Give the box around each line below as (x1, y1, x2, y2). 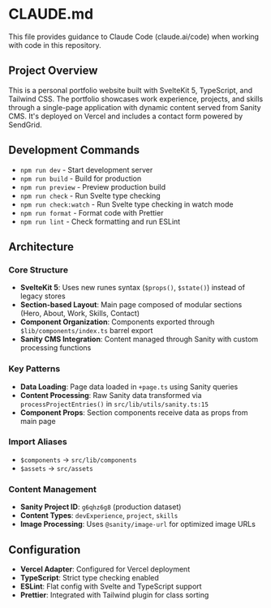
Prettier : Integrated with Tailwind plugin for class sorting (19, 589, 209, 600)
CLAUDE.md (8, 5, 94, 24)
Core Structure (8, 264, 69, 276)
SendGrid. (8, 119, 42, 130)
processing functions (19, 343, 92, 353)
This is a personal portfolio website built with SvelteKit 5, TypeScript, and (8, 85, 253, 95)
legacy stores (19, 291, 67, 301)
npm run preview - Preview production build (19, 182, 166, 191)
